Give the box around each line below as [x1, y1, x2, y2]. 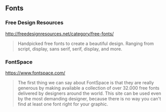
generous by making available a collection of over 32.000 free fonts [17, 85, 160, 91]
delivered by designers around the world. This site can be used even [17, 90, 161, 96]
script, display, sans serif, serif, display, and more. [17, 45, 123, 52]
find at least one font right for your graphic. [17, 101, 108, 107]
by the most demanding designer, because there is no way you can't [17, 95, 161, 101]
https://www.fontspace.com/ [5, 70, 65, 76]
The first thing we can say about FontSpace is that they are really [17, 79, 154, 85]
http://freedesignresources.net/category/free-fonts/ [5, 30, 114, 37]
